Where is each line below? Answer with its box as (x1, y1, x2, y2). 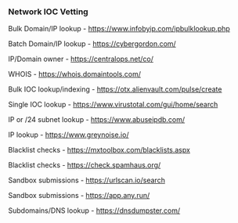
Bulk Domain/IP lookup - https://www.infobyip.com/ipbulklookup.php (8, 24, 231, 34)
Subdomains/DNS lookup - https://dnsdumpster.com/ (8, 206, 181, 215)
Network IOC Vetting (8, 6, 88, 17)
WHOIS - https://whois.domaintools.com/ (8, 70, 141, 79)
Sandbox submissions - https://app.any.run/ (8, 191, 150, 200)
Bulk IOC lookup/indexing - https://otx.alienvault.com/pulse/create (8, 85, 222, 94)
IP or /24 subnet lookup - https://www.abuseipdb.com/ (8, 115, 186, 124)
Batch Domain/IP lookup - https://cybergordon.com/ (8, 39, 176, 49)
